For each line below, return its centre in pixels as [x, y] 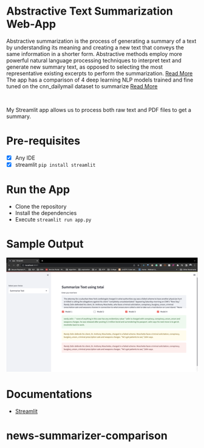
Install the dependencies [46, 213]
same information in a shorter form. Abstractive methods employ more [94, 54]
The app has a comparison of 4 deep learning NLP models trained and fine [100, 80]
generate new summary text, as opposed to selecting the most [84, 67]
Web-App [31, 24]
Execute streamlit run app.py [53, 219]
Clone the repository [41, 206]
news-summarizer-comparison [87, 436]
